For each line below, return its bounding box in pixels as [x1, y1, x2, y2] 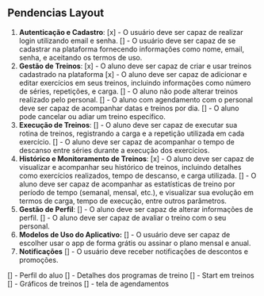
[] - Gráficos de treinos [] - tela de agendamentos [7, 279, 170, 288]
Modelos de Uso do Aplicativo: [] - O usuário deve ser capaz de [18, 229, 231, 239]
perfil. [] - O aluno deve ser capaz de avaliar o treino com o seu [18, 213, 227, 222]
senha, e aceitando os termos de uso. [18, 52, 143, 62]
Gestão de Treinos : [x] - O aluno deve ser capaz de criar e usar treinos [18, 61, 252, 71]
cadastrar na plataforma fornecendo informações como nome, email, [18, 44, 245, 54]
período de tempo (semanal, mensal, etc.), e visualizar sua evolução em [18, 187, 254, 197]
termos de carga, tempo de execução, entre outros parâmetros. [18, 196, 228, 206]
